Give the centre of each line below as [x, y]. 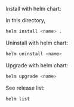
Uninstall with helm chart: [37, 43]
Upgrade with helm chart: [37, 65]
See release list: [25, 88]
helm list [18, 99]
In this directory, [26, 20]
